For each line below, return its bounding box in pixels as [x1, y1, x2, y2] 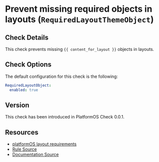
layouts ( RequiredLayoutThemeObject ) [5, 14, 154, 25]
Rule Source [12, 146, 37, 152]
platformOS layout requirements [12, 141, 77, 147]
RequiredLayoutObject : [5, 83, 51, 88]
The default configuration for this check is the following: [5, 73, 118, 79]
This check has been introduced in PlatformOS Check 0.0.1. [5, 114, 125, 120]
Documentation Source [12, 152, 59, 158]
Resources [5, 128, 39, 137]
